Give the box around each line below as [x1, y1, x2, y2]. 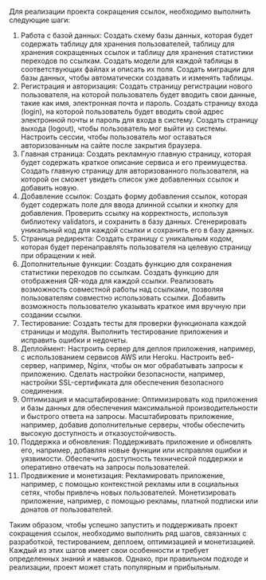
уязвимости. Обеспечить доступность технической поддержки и [20, 454, 244, 463]
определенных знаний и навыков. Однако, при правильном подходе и [9, 554, 249, 563]
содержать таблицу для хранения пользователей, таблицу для [20, 39, 235, 49]
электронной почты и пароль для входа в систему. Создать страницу [20, 116, 258, 124]
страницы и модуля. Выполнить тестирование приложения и [20, 327, 229, 336]
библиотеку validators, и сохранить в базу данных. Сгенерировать [20, 217, 248, 226]
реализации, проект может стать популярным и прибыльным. [9, 562, 221, 572]
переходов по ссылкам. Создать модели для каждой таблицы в [20, 56, 239, 65]
